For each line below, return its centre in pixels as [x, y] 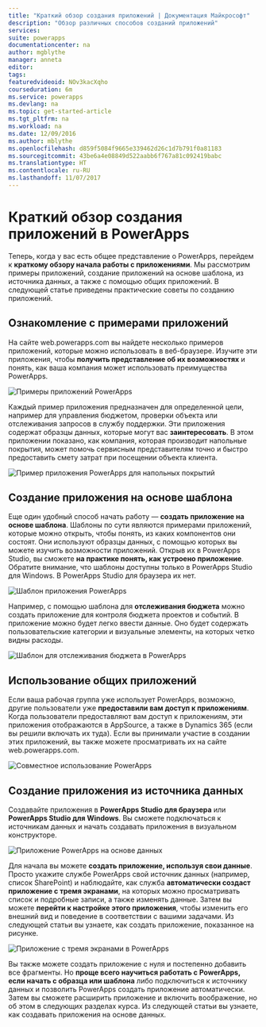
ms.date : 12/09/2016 [42, 133]
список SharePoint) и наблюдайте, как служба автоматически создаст [130, 883]
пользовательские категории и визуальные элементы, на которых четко [132, 632]
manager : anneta [35, 60]
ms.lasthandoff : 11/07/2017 [55, 178]
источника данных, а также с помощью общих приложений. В [114, 281]
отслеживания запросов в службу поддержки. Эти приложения [117, 423]
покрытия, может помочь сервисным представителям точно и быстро [128, 448]
